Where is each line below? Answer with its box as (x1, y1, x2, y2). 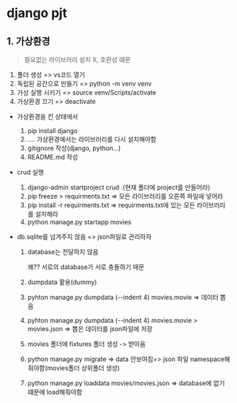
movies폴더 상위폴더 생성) (47, 364, 120, 372)
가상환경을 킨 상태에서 (16, 112, 79, 120)
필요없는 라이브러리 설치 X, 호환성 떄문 (23, 56, 131, 63)
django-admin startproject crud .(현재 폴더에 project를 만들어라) (27, 183, 211, 192)
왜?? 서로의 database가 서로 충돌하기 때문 (27, 263, 145, 271)
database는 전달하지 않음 (27, 248, 99, 256)
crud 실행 (16, 168, 44, 176)
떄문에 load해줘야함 (27, 388, 83, 396)
